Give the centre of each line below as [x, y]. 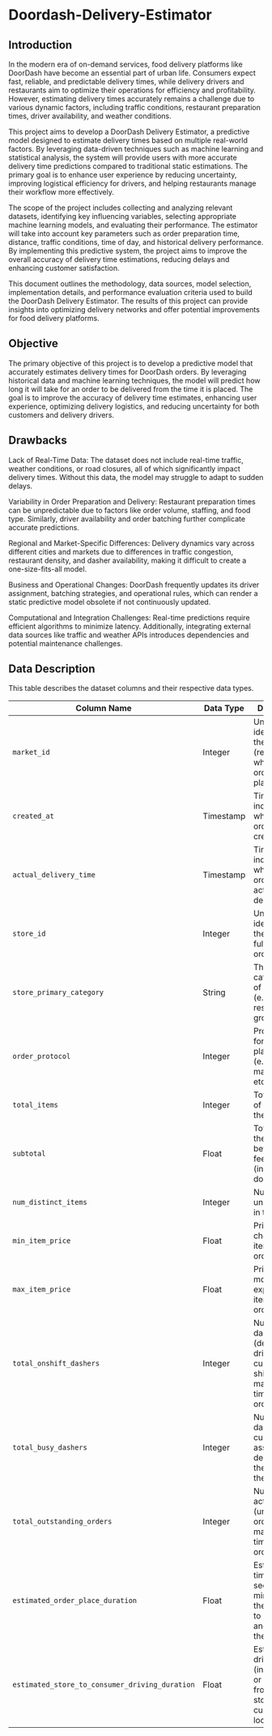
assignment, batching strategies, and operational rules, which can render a [133, 593]
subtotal [29, 1154]
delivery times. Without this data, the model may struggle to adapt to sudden [136, 477]
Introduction [40, 45]
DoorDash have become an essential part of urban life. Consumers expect [132, 73]
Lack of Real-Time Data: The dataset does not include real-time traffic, [126, 460]
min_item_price [42, 1241]
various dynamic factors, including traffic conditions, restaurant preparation [134, 107]
